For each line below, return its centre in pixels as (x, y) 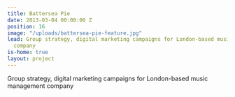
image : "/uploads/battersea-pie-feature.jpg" (74, 33)
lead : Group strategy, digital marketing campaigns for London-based (111, 39)
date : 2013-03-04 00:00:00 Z (50, 20)
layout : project (31, 59)
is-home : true (28, 53)
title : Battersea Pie (39, 14)
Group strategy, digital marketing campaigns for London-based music (108, 78)
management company (41, 86)
